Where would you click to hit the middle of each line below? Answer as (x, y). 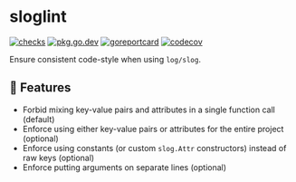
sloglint (38, 17)
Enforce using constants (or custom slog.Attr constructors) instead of (154, 148)
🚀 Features (40, 88)
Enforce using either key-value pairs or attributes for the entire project (153, 129)
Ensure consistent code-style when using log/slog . (105, 59)
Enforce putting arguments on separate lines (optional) (124, 167)
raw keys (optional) (58, 158)
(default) (38, 119)
